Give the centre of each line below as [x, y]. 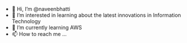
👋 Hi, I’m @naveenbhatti [41, 9]
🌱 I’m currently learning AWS [47, 27]
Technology [26, 21]
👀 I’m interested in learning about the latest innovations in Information [96, 15]
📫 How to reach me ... [39, 34]
